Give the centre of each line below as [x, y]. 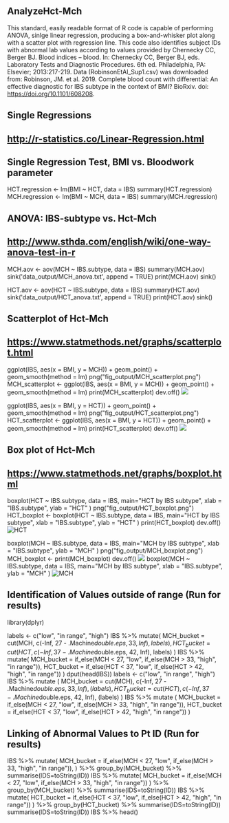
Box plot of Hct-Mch [51, 450]
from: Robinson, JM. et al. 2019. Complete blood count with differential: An [113, 79]
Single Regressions [49, 115]
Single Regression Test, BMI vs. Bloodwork [101, 162]
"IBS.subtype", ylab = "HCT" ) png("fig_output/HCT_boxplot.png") [101, 508]
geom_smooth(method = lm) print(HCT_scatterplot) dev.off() [93, 428]
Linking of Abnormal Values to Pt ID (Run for [103, 733]
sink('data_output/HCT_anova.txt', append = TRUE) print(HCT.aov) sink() [110, 297]
